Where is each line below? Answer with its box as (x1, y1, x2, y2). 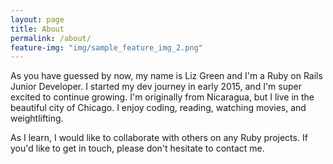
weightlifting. (10, 112, 64, 125)
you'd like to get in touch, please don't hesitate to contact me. (10, 142, 265, 155)
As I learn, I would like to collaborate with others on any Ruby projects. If (10, 132, 308, 144)
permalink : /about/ (10, 33, 92, 43)
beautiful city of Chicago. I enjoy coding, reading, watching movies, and (10, 102, 307, 114)
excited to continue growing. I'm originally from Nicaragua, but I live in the (10, 91, 315, 103)
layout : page (10, 14, 65, 25)
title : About (10, 24, 65, 34)
